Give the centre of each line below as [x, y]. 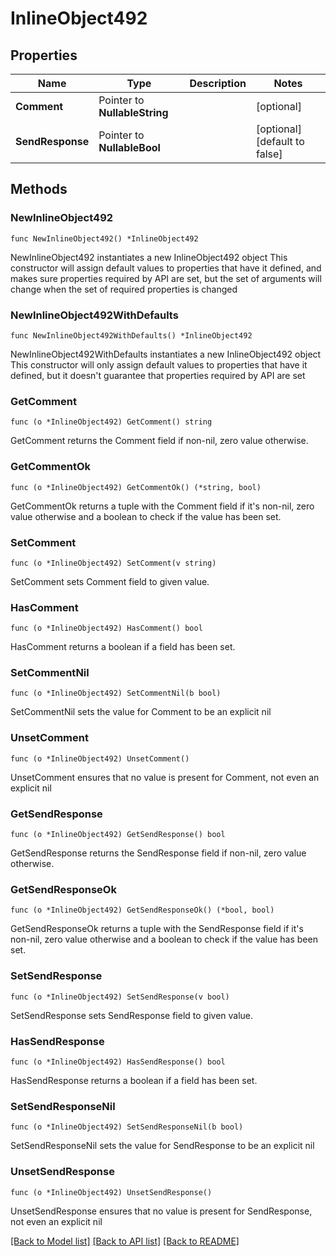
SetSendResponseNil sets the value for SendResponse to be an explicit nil [162, 1146]
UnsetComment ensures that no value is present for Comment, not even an [165, 777]
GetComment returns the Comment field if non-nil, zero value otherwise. [159, 441]
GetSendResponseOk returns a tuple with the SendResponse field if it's [157, 929]
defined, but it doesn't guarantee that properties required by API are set [158, 375]
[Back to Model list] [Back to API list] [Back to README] [125, 1241]
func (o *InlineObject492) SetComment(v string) [113, 563]
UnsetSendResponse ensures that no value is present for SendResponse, [161, 1211]
